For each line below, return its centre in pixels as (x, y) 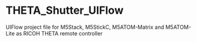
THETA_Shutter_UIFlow (65, 10)
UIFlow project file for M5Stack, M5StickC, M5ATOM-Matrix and (85, 27)
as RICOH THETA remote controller (59, 33)
